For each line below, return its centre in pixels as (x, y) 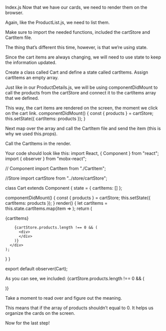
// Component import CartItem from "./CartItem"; (56, 168)
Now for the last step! (28, 323)
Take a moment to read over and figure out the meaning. (64, 298)
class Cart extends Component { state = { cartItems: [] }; (64, 188)
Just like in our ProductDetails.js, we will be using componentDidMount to (81, 87)
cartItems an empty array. (32, 77)
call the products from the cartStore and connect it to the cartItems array (81, 93)
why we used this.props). (31, 134)
